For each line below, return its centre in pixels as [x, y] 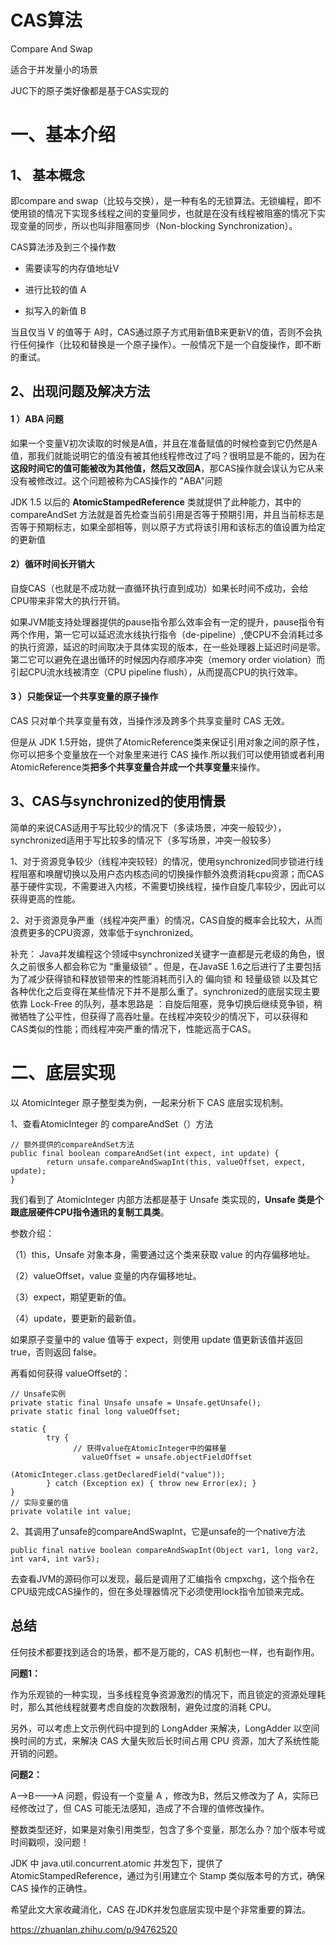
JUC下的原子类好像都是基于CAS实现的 [90, 90]
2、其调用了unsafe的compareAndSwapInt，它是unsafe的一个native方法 [158, 1531]
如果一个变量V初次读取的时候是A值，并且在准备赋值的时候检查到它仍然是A [164, 443]
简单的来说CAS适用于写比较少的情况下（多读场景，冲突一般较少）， [148, 827]
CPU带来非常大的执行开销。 [68, 600]
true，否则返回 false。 [56, 1352]
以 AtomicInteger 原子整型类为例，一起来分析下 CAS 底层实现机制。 [149, 1102]
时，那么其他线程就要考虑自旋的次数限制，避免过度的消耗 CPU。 [143, 1707]
